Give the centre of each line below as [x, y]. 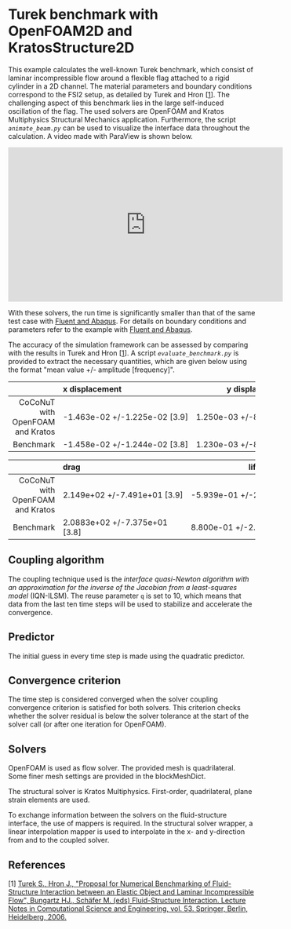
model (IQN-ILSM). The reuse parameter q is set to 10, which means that [125, 596]
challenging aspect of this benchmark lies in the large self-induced [116, 103]
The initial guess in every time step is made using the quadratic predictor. [127, 656]
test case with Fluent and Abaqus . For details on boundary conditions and [127, 321]
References [37, 865]
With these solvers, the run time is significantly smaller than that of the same [132, 312]
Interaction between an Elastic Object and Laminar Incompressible [147, 892]
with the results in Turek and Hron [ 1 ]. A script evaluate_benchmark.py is [124, 353]
